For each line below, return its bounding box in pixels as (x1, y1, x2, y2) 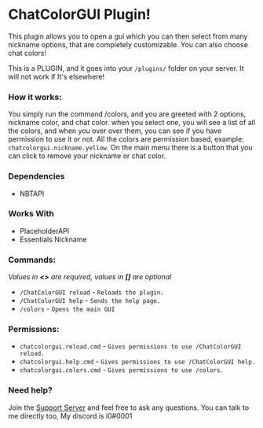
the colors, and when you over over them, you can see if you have (8, 126, 222, 135)
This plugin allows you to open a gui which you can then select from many (8, 31, 248, 41)
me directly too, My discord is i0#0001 (8, 411, 133, 420)
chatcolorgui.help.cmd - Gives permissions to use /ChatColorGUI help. (19, 356, 256, 367)
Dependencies (8, 171, 65, 182)
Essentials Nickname (19, 234, 88, 244)
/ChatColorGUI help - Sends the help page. (19, 296, 161, 305)
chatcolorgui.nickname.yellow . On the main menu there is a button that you (8, 143, 253, 153)
